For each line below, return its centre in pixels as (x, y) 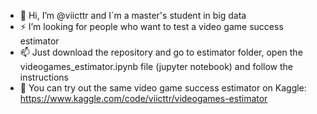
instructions (44, 77)
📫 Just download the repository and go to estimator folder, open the (161, 52)
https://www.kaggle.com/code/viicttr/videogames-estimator (143, 98)
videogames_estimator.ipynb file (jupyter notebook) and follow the (156, 66)
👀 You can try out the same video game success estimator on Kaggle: (163, 88)
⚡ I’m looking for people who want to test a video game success (151, 26)
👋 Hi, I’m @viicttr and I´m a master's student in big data (133, 15)
